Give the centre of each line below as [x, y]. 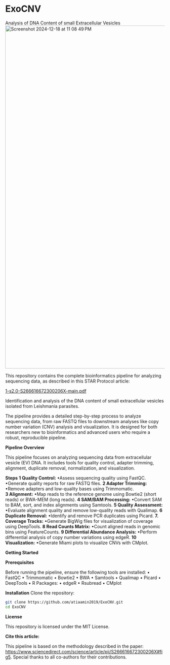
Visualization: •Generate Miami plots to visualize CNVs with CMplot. [77, 543]
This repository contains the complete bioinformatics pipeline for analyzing [83, 375]
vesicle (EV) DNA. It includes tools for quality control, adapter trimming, [80, 462]
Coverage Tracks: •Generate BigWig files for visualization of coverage [79, 521]
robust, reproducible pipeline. [36, 437]
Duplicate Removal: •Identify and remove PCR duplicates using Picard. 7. [82, 516]
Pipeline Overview [25, 447]
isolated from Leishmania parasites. [42, 406]
